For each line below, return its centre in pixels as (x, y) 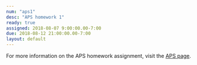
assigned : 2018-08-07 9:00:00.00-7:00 (54, 28)
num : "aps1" (21, 12)
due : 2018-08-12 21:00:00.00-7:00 (49, 34)
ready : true (21, 22)
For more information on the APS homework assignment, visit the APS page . (99, 56)
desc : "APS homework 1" (35, 17)
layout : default (26, 39)
